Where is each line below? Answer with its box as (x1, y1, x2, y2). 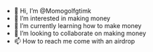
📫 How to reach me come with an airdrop (13, 37, 135, 45)
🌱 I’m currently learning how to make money (13, 22, 142, 30)
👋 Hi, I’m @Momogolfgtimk (13, 7, 91, 15)
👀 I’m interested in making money (13, 14, 111, 22)
